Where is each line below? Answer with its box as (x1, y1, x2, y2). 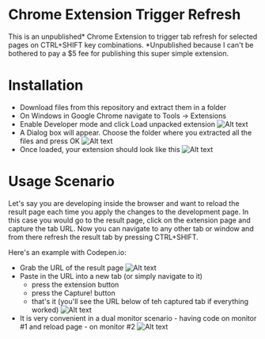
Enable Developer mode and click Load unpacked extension (19, 119, 216, 128)
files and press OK (19, 136, 81, 146)
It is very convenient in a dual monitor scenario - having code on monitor (19, 313, 257, 322)
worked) (31, 305, 59, 314)
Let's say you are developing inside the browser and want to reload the (8, 198, 240, 208)
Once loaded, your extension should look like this (19, 144, 180, 154)
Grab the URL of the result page (19, 263, 124, 272)
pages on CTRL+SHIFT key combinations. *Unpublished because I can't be (8, 40, 254, 49)
